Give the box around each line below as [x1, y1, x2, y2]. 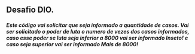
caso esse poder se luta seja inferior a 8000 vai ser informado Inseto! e [6, 34, 188, 41]
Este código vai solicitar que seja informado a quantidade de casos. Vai [6, 21, 189, 29]
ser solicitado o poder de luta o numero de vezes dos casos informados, [6, 28, 190, 35]
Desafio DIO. [6, 5, 54, 15]
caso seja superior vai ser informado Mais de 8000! [6, 40, 139, 47]
